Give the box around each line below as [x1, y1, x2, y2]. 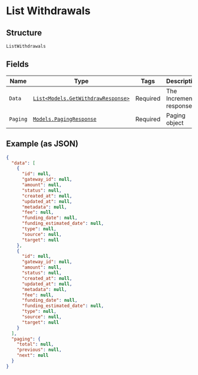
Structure [6, 28, 42, 38]
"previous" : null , [16, 347, 62, 353]
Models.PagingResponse [33, 115, 97, 122]
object [166, 118, 184, 127]
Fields [6, 59, 29, 69]
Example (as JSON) [6, 139, 78, 149]
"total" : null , [16, 341, 54, 347]
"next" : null [16, 353, 49, 358]
